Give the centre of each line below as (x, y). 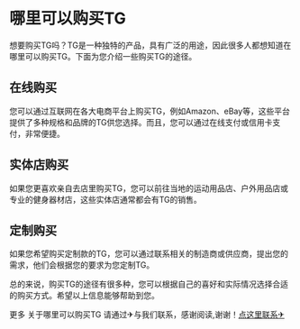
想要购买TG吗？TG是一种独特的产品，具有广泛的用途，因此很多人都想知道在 (150, 45)
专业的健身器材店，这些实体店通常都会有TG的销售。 (106, 199)
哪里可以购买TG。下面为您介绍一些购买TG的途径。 (103, 56)
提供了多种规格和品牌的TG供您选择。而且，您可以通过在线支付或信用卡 (141, 122)
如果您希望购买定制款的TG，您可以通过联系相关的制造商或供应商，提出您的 (149, 254)
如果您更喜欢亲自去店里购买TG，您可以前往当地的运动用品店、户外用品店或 (149, 188)
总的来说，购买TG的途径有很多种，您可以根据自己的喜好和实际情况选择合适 (149, 284)
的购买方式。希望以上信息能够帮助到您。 (84, 296)
